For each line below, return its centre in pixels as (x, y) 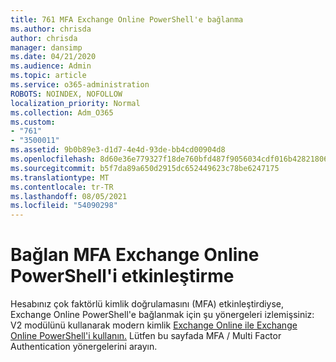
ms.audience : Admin (51, 66)
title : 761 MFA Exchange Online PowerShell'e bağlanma (127, 19)
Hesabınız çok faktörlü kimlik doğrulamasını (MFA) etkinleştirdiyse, (147, 304)
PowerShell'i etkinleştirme (122, 276)
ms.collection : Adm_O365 (62, 112)
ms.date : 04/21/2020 (53, 57)
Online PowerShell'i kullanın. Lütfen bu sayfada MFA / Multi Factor (146, 336)
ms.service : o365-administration (80, 85)
